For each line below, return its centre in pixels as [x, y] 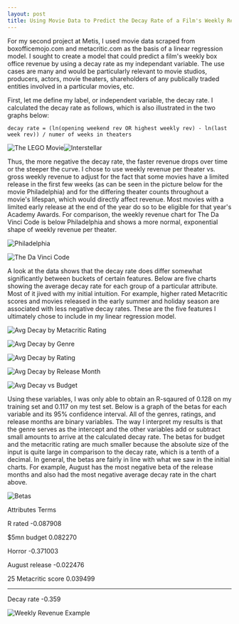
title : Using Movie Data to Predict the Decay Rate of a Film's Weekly [116, 21]
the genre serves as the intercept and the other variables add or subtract [114, 429]
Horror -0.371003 [33, 551]
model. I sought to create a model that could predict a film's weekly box [112, 56]
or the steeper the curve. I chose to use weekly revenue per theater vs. [111, 169]
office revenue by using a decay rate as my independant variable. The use [116, 63]
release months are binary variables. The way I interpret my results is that [115, 421]
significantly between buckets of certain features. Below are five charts [112, 278]
